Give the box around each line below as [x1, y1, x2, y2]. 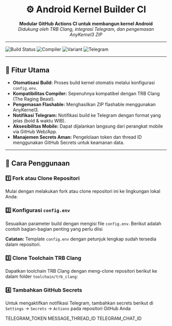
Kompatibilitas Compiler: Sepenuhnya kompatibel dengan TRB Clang [12, 90, 160, 96]
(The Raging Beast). [12, 96, 55, 102]
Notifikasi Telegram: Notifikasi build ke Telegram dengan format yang [12, 112, 161, 118]
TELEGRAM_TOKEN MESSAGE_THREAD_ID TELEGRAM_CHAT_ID [5, 315, 142, 321]
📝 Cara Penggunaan [5, 159, 70, 168]
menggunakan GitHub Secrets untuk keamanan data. [12, 139, 124, 146]
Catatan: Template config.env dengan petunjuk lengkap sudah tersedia [5, 236, 157, 242]
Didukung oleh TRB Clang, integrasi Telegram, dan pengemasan [17, 26, 155, 32]
